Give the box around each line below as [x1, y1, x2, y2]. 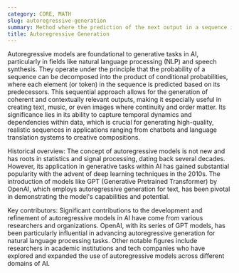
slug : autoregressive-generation [7, 17, 107, 24]
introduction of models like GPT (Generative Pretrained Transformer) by [7, 177, 218, 186]
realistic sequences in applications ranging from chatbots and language [7, 125, 218, 134]
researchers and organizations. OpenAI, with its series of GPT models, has [7, 222, 225, 230]
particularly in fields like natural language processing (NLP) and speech [7, 58, 217, 66]
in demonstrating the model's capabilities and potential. [7, 192, 170, 201]
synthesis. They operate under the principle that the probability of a [7, 65, 206, 73]
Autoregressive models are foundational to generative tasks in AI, [7, 50, 199, 58]
